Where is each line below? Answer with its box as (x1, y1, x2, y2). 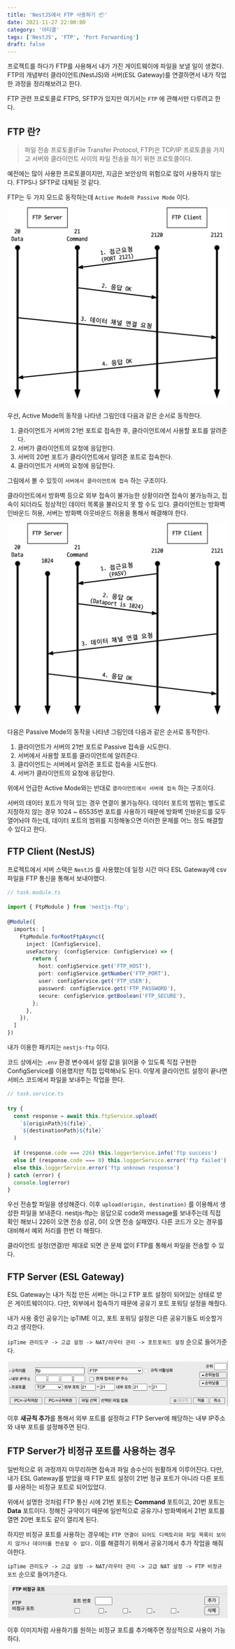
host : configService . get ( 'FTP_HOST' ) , (38, 963, 152, 970)
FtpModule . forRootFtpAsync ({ (20, 933, 105, 940)
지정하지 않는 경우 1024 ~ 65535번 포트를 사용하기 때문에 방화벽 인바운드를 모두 (7, 807, 227, 815)
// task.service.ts (7, 1090, 64, 1097)
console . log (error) (13, 1179, 71, 1186)
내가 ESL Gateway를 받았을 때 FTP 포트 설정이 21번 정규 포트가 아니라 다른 (7, 1474, 212, 1482)
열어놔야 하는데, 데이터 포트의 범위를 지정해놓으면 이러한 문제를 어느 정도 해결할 (7, 816, 224, 824)
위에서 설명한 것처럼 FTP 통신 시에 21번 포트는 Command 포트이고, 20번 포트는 (7, 1497, 225, 1506)
